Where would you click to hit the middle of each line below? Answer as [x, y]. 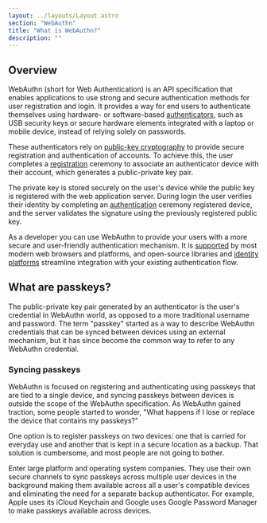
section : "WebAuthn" [43, 23]
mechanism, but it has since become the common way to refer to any [122, 340]
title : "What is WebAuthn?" [55, 30]
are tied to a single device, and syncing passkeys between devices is [121, 396]
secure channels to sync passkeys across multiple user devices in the [122, 477]
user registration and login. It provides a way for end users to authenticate [130, 106]
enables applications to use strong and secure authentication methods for [129, 98]
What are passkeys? [60, 287]
